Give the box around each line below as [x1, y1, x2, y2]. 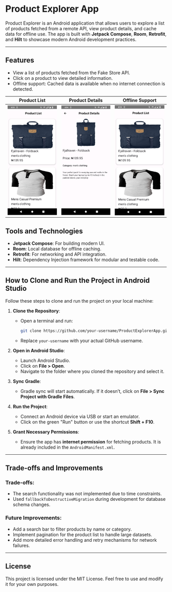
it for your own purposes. [5, 581, 59, 587]
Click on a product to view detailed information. [12, 75, 113, 81]
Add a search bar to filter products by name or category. [12, 526, 132, 532]
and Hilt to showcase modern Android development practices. [5, 36, 137, 43]
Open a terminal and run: [20, 318, 73, 324]
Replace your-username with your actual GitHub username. [20, 337, 143, 344]
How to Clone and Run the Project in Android [5, 276, 150, 285]
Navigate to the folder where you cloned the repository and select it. [20, 368, 165, 374]
